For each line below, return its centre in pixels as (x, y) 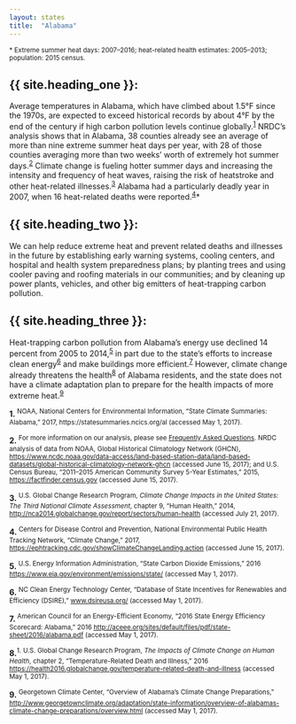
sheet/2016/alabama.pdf (47, 634)
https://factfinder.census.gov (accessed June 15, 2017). (94, 479)
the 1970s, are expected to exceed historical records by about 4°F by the (142, 115)
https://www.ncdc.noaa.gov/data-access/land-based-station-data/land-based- (130, 456)
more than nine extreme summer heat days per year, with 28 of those (136, 145)
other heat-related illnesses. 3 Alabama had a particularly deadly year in (139, 185)
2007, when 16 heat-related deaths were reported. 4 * (105, 196)
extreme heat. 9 (37, 394)
